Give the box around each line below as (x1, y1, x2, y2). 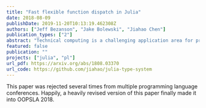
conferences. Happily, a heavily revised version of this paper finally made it (6, 90, 197, 97)
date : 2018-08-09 (6, 15, 51, 21)
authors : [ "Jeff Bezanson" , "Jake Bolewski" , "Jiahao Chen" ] (6, 26, 166, 33)
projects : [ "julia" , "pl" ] (6, 55, 75, 61)
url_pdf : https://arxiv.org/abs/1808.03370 (6, 60, 120, 66)
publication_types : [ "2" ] (6, 32, 72, 38)
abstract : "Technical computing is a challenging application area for (6, 37, 193, 44)
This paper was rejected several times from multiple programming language (6, 83, 198, 90)
